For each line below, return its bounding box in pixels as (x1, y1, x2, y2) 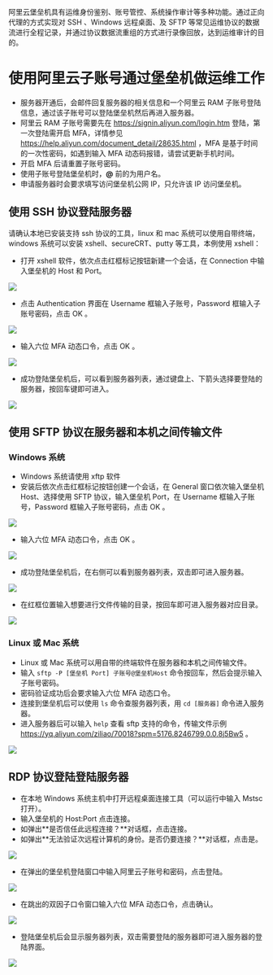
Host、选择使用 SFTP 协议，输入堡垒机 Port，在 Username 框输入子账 (19, 492, 255, 502)
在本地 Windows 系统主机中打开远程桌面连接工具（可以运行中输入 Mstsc (19, 793, 263, 803)
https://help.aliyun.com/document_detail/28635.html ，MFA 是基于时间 (19, 138, 258, 148)
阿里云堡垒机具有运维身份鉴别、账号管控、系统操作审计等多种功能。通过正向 (8, 7, 265, 16)
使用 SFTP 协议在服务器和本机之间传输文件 (8, 426, 223, 439)
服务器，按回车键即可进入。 (19, 383, 114, 393)
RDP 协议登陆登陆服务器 (8, 770, 129, 784)
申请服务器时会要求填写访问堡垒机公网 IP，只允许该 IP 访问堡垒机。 (19, 178, 246, 189)
